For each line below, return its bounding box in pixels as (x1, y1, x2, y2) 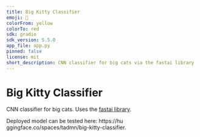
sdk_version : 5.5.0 (6, 37, 56, 43)
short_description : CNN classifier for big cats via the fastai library (6, 59, 195, 65)
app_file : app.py (6, 43, 50, 49)
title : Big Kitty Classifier (6, 8, 80, 15)
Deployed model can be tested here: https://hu (6, 118, 123, 125)
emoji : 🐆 (6, 15, 29, 21)
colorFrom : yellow (6, 20, 53, 26)
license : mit (6, 54, 40, 60)
